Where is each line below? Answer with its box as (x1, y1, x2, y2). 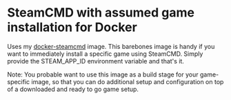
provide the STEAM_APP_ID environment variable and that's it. (7, 57, 185, 65)
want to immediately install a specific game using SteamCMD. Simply (7, 50, 203, 58)
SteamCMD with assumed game (7, 5, 195, 21)
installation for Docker (7, 19, 138, 35)
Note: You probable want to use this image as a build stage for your (7, 70, 199, 79)
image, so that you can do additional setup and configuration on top (31, 77, 224, 86)
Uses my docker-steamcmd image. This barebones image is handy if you (7, 42, 215, 50)
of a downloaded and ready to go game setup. (7, 85, 139, 93)
